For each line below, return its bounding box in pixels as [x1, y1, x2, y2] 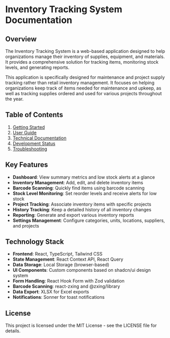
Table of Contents [5, 110, 64, 119]
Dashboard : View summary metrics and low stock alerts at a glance [12, 174, 155, 180]
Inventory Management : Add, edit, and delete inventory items [12, 179, 144, 185]
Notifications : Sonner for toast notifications [12, 294, 105, 300]
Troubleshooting [12, 146, 47, 152]
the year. [5, 96, 24, 102]
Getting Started [12, 124, 45, 130]
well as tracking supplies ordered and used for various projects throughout [5, 91, 162, 96]
